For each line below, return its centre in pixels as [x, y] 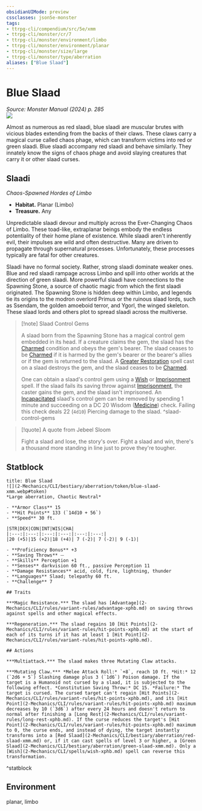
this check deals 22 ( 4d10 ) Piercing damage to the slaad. [91, 412]
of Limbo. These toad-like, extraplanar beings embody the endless [89, 229]
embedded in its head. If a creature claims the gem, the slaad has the [107, 342]
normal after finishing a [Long [47, 715]
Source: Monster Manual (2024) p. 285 [55, 109]
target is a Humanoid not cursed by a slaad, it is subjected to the [96, 683]
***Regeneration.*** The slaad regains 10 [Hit [67, 624]
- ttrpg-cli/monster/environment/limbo [57, 40]
